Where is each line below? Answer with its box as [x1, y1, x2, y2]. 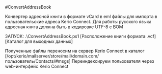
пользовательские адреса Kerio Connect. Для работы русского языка [5, 19, 152, 24]
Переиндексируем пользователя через [71, 58, 155, 64]
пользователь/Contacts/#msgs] [5, 58, 71, 64]
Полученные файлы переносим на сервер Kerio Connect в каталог [5, 48, 145, 54]
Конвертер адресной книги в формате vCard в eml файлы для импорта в [5, 14, 158, 19]
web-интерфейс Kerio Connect [5, 63, 69, 69]
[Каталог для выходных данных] [5, 38, 73, 44]
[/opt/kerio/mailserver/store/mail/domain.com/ [5, 53, 99, 59]
